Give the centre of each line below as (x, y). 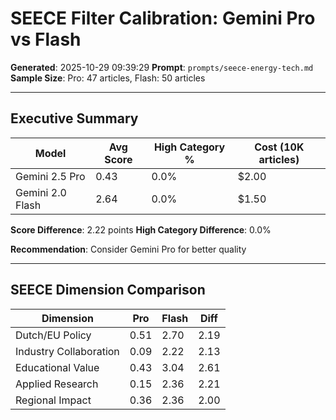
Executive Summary (74, 118)
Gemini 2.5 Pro (50, 176)
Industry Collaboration (67, 351)
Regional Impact (53, 400)
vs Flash (46, 39)
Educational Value (57, 367)
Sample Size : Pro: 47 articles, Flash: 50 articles (108, 78)
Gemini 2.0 (41, 192)
